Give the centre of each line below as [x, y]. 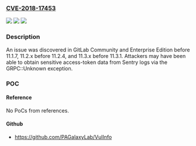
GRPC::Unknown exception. [39, 68]
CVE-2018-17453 [31, 8]
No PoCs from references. [37, 110]
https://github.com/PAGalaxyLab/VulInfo [63, 137]
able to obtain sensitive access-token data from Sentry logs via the [87, 62]
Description [23, 37]
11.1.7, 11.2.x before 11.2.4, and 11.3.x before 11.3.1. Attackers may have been [96, 56]
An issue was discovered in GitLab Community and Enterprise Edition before [98, 50]
